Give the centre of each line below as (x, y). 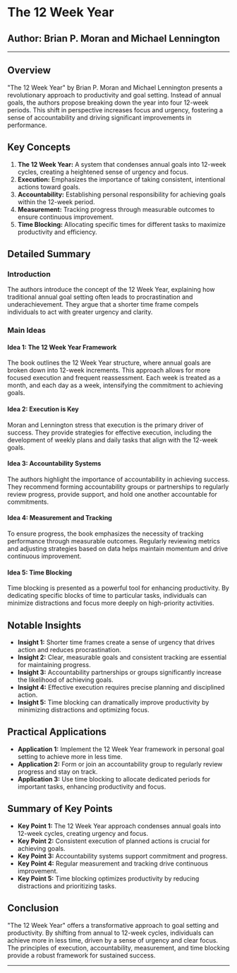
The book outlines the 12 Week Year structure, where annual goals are (109, 363)
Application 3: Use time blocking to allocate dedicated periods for (114, 779)
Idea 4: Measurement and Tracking (60, 518)
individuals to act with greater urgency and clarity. (80, 312)
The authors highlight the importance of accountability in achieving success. (119, 479)
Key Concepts (39, 147)
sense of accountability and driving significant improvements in (99, 117)
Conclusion (33, 908)
